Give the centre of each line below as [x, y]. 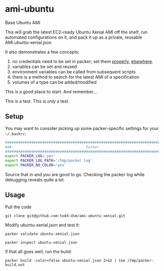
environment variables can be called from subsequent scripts [74, 71]
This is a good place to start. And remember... [51, 91]
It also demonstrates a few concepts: [42, 52]
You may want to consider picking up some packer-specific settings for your [82, 128]
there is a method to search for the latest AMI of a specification [76, 77]
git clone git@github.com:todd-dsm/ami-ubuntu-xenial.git [65, 216]
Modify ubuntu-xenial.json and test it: [42, 225]
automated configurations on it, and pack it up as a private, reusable [74, 37]
